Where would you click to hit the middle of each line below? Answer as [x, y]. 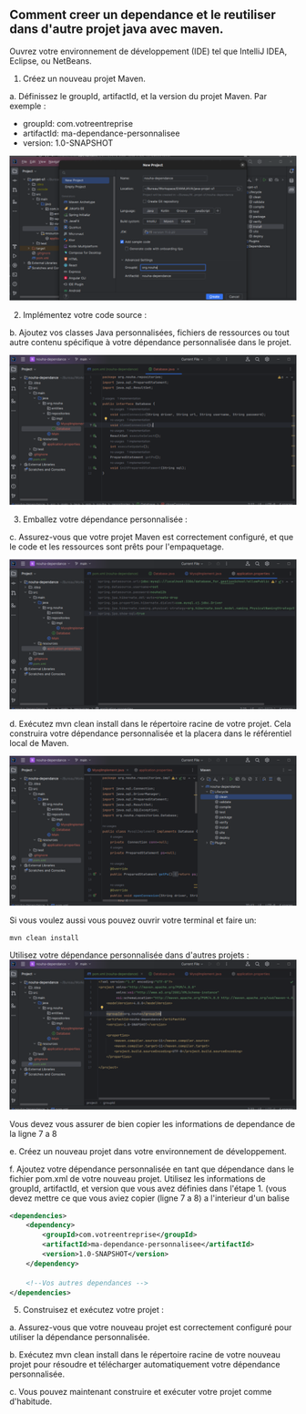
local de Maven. [40, 743]
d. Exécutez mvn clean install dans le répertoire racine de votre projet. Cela [150, 723]
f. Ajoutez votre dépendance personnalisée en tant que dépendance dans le [152, 1169]
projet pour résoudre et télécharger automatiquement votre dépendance [145, 1365]
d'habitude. [31, 1401]
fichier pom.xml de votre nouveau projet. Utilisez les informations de [138, 1178]
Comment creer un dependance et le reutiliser [143, 15]
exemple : [28, 106]
